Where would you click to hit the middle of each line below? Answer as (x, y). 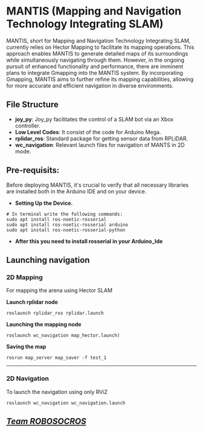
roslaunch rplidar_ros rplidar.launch (55, 313)
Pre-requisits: (33, 170)
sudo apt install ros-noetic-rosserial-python (66, 230)
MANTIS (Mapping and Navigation (94, 11)
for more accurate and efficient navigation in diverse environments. (90, 85)
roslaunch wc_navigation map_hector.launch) (63, 336)
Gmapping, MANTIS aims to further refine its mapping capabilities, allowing (100, 79)
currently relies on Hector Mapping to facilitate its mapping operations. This (100, 47)
